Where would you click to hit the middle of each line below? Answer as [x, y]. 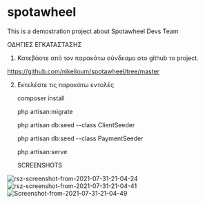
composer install [41, 98]
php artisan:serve [42, 151]
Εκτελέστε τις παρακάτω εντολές [66, 84]
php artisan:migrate [45, 111]
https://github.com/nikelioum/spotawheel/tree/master [84, 71]
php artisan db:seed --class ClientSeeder [76, 124]
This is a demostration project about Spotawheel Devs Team [93, 31]
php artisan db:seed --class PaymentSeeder [80, 138]
